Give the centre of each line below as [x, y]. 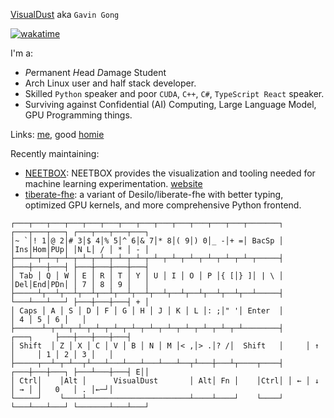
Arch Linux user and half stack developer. [110, 83]
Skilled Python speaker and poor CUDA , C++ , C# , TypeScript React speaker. [174, 93]
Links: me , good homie [57, 134]
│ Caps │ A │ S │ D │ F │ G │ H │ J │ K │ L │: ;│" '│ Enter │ [147, 311]
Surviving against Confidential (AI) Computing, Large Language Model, [170, 104]
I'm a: [22, 53]
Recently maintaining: [55, 153]
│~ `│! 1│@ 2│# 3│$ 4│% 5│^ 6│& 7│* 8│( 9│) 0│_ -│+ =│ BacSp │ [147, 241]
